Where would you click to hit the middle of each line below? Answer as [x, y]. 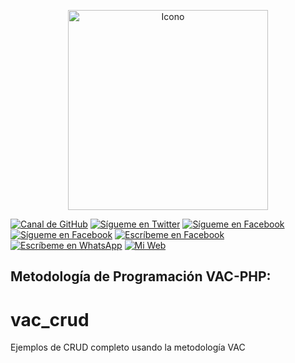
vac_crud [50, 319]
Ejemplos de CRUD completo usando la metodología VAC [128, 347]
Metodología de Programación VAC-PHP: [141, 276]
